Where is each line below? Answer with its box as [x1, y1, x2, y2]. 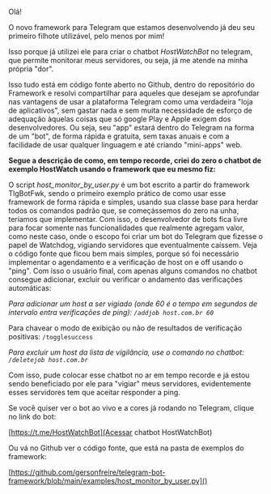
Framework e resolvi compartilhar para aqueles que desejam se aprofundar [8, 88, 260, 98]
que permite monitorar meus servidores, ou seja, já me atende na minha [8, 56, 248, 65]
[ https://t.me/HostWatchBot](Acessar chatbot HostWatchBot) [8, 428, 213, 437]
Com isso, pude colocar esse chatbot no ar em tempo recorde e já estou [8, 370, 250, 380]
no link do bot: [8, 412, 57, 421]
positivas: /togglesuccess [8, 332, 93, 341]
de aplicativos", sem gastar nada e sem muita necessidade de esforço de [8, 105, 252, 115]
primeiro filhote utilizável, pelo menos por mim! [8, 32, 165, 40]
